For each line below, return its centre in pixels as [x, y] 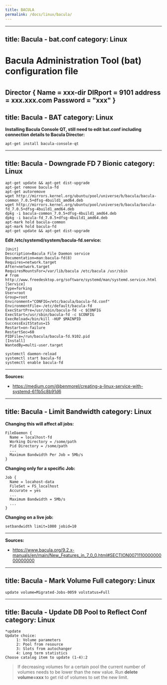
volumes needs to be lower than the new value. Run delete [78, 672]
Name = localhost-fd [31, 437]
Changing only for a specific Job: [40, 468]
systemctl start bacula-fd [33, 358]
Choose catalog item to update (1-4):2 [46, 658]
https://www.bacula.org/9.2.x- [43, 550]
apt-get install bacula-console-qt [42, 144]
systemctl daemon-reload [31, 354]
